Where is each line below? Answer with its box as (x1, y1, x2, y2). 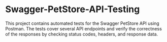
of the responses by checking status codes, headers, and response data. (5, 31, 158, 37)
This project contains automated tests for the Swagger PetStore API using (5, 20, 160, 26)
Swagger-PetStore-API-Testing (5, 4, 140, 15)
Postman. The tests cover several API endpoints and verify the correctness (5, 25, 162, 31)
